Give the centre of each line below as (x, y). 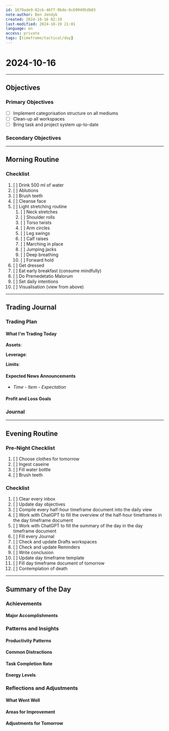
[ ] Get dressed (29, 265)
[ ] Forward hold (37, 260)
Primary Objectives (30, 102)
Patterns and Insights (32, 629)
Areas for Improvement (31, 712)
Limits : (13, 364)
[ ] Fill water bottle (32, 469)
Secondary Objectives (34, 138)
